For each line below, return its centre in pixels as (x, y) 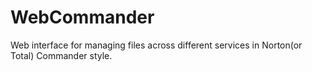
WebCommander (82, 17)
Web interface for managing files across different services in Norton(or (156, 45)
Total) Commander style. (61, 55)
